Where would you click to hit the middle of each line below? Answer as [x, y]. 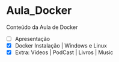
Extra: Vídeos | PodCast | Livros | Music [64, 52]
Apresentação [32, 39]
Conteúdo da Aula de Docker [42, 27]
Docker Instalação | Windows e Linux [61, 45]
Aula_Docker [39, 11]
